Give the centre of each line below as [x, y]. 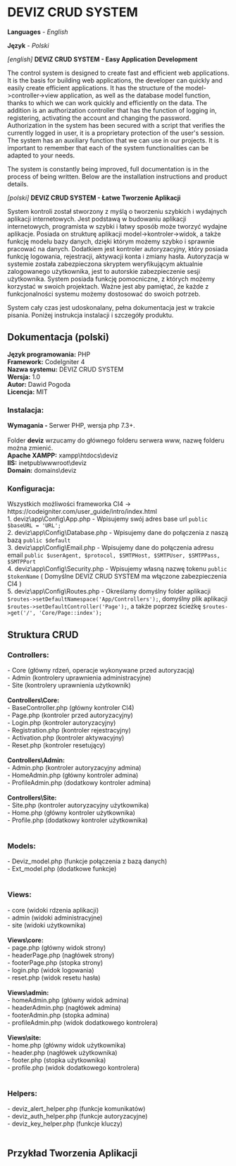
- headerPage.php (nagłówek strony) [61, 955]
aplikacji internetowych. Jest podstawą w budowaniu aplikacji [97, 219]
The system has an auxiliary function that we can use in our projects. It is [113, 140]
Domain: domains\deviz [42, 471]
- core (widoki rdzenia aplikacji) [53, 910]
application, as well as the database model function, [135, 95]
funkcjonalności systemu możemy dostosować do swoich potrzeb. [104, 294]
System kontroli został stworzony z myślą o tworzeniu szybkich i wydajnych [117, 211]
